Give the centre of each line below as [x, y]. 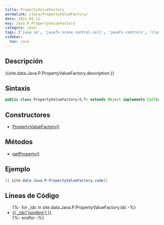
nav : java [19, 42]
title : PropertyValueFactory [35, 10]
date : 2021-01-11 [23, 19]
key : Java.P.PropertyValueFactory [40, 23]
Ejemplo [18, 169]
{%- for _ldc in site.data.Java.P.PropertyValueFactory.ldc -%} [74, 207]
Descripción [24, 61]
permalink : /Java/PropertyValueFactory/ [47, 14]
